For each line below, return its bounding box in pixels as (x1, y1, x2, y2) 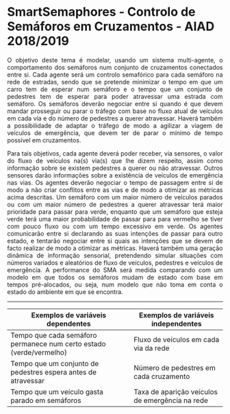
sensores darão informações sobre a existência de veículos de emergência (7, 171, 223, 179)
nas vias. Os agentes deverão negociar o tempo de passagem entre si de (7, 178, 223, 186)
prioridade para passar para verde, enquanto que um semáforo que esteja (7, 207, 223, 216)
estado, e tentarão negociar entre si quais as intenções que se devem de (7, 236, 223, 245)
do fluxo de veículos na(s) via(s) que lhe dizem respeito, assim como (7, 156, 223, 165)
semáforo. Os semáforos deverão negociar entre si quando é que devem (7, 99, 223, 108)
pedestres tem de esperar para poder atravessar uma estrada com (7, 92, 223, 100)
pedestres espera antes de (10, 367, 97, 377)
